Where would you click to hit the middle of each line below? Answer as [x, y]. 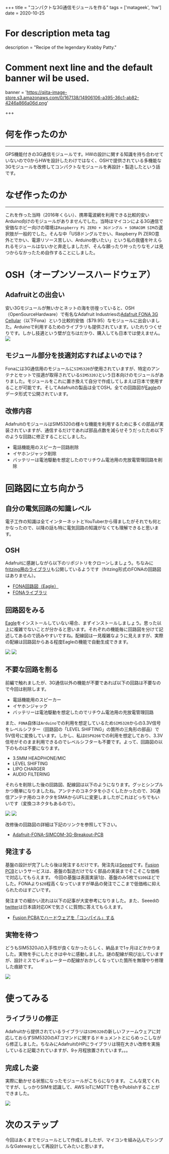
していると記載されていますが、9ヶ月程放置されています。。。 [68, 1050]
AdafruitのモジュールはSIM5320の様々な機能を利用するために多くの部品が [82, 424]
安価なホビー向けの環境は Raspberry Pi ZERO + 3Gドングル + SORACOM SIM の [82, 227]
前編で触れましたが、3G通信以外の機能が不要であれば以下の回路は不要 [79, 683]
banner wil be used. [47, 78]
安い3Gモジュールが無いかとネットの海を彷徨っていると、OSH [70, 308]
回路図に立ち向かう [45, 488]
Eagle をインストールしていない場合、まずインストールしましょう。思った [81, 623]
